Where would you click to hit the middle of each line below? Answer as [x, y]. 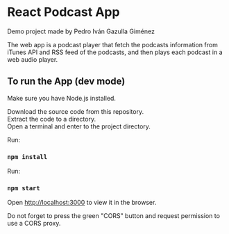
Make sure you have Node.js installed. [62, 98]
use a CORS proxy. [34, 224]
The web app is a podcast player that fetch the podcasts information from [113, 44]
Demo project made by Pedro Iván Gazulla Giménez [81, 31]
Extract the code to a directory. [51, 119]
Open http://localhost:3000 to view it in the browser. [82, 203]
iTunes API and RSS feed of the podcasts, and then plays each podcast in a [115, 52]
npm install [27, 157]
